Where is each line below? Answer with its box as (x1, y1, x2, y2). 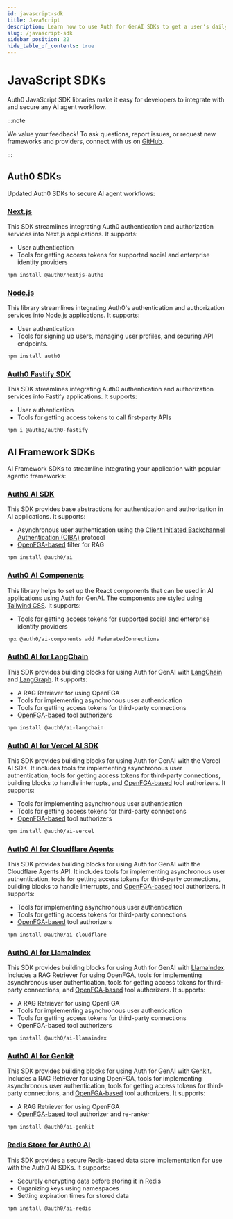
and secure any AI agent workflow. (7, 102, 107, 111)
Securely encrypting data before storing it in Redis (17, 1177, 162, 1185)
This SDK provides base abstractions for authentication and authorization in (7, 505, 224, 513)
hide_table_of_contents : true (7, 42, 95, 49)
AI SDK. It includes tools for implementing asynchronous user (7, 764, 182, 772)
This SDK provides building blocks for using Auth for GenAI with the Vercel (7, 756, 221, 765)
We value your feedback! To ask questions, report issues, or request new (7, 129, 216, 138)
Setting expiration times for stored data (17, 1191, 130, 1200)
